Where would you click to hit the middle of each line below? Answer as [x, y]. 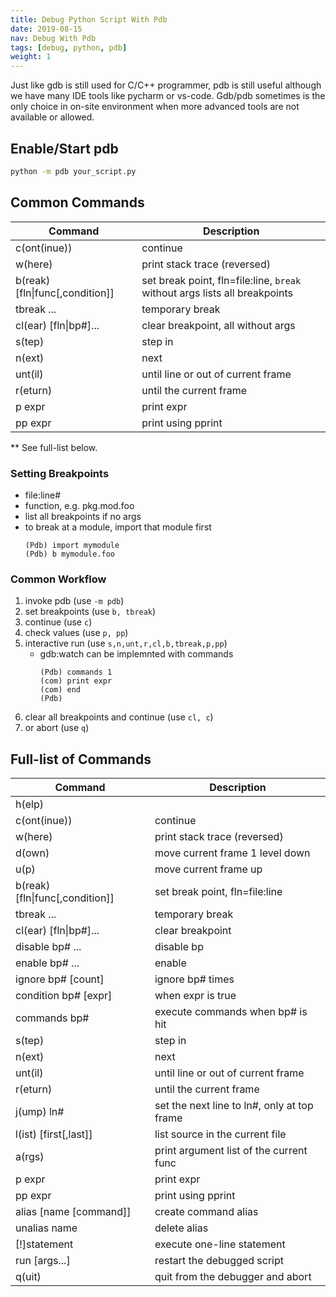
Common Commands [77, 202]
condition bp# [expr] [64, 996]
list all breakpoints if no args [83, 516]
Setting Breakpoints [60, 473]
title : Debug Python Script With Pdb [89, 19]
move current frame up [208, 869]
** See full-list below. [54, 447]
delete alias [181, 1228]
